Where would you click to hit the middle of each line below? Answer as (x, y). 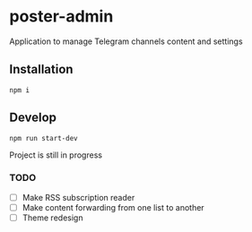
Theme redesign (52, 218)
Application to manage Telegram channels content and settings (126, 41)
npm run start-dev (43, 138)
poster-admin (61, 17)
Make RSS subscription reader (78, 197)
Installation (41, 69)
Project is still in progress (56, 155)
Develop (33, 118)
